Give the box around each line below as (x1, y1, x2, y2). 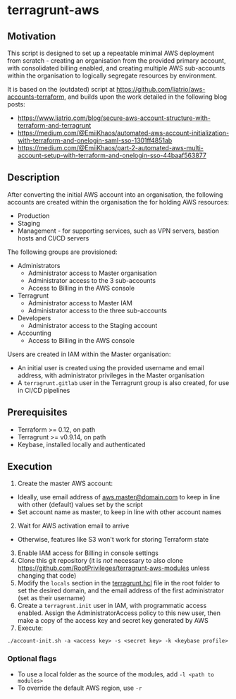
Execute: (17, 624, 44, 633)
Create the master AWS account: (17, 479, 113, 488)
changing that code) (17, 571, 77, 580)
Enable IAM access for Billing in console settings (17, 549, 159, 557)
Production (17, 211, 50, 220)
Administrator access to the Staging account (27, 321, 158, 329)
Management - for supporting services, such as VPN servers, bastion (17, 226, 220, 235)
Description (7, 171, 60, 183)
